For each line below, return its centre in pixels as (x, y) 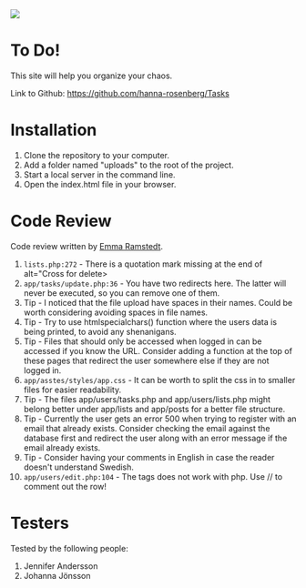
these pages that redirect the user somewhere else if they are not (146, 360)
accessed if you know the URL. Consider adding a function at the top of (158, 350)
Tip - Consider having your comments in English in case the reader (149, 457)
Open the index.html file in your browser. (100, 184)
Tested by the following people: (69, 548)
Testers (40, 523)
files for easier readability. (72, 390)
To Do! (36, 51)
